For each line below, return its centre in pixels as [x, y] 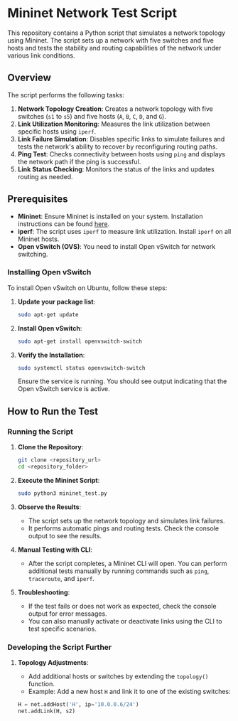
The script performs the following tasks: [66, 95]
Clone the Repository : [50, 447]
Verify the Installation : [51, 355]
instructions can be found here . [64, 224]
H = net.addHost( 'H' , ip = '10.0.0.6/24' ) [78, 705]
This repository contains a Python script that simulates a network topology [117, 33]
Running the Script [40, 432]
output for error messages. [68, 614]
